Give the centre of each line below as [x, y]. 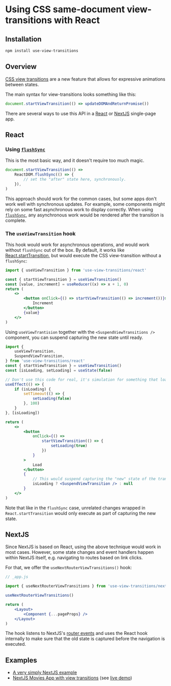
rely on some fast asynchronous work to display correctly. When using [79, 209]
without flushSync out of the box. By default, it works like [65, 250]
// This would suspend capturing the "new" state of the [94, 479]
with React [77, 20]
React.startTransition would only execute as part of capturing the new [81, 513]
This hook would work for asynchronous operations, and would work [77, 244]
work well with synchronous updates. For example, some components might [85, 204]
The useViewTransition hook [40, 233]
